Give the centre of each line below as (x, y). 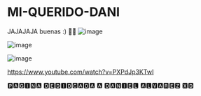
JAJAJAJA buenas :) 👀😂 (42, 31)
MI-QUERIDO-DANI (64, 12)
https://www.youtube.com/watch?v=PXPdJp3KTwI (81, 72)
